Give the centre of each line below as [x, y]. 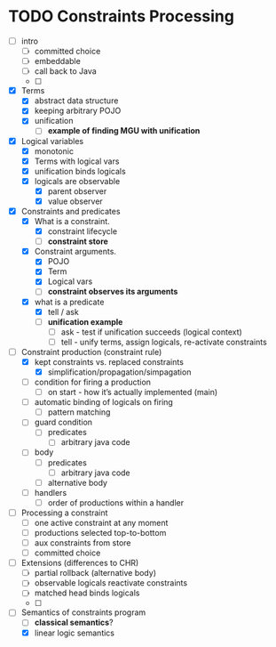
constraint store [78, 241]
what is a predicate [69, 302]
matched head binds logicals [87, 593]
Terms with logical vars [77, 161]
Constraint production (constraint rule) [91, 352]
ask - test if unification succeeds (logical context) [152, 332]
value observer [75, 201]
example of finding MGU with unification [124, 131]
